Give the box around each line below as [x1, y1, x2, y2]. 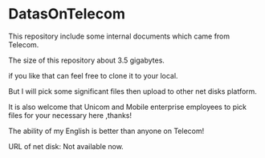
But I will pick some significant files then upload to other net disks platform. [8, 86, 257, 96]
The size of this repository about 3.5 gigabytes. [8, 55, 165, 65]
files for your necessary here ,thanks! [8, 110, 132, 120]
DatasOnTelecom [8, 5, 126, 23]
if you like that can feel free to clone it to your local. [8, 71, 178, 80]
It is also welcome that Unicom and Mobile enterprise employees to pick [8, 102, 247, 111]
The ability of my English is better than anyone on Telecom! [8, 126, 205, 136]
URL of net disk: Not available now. [8, 141, 124, 151]
